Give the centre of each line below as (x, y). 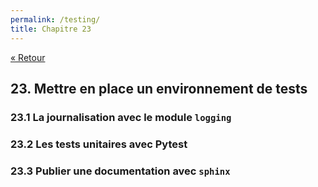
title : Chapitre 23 (51, 29)
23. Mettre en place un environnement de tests (159, 88)
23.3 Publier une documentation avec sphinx (120, 171)
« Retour (28, 57)
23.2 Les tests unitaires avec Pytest (99, 144)
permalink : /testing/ (55, 19)
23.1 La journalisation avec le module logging (121, 117)
